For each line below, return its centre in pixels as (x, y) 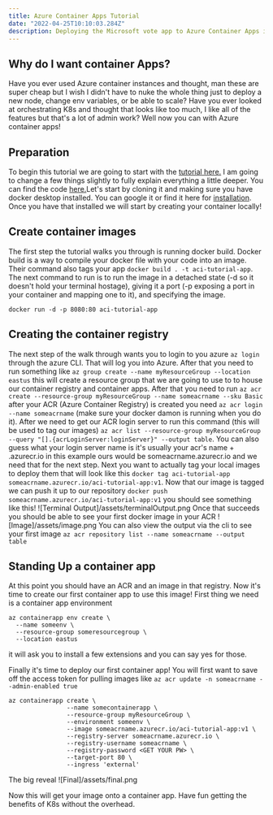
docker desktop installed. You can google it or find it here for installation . (130, 197)
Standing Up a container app (82, 567)
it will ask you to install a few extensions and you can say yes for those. (128, 654)
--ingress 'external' (103, 765)
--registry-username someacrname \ (126, 743)
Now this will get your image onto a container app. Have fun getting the (128, 795)
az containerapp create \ (52, 701)
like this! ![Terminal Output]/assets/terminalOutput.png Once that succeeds (134, 508)
